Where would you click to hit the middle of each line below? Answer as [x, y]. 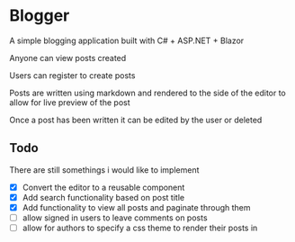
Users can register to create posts [72, 75]
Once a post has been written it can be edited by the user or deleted [136, 120]
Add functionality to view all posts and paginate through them [136, 207]
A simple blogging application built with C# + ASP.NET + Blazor [127, 40]
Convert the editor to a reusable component [103, 187]
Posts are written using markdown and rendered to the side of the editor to [147, 93]
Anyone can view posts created [68, 58]
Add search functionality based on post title [103, 197]
